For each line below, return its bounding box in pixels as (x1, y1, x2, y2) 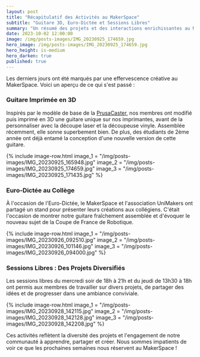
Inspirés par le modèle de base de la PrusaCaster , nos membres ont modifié (6, 109, 192, 116)
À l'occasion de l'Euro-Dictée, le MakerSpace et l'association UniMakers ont (6, 200, 193, 207)
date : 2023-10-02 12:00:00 (6, 31, 73, 37)
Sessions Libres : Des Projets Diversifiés (6, 264, 126, 272)
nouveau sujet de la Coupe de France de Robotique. (6, 219, 134, 226)
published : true (6, 58, 46, 64)
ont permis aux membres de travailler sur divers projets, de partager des (6, 283, 185, 291)
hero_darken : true (6, 53, 52, 59)
